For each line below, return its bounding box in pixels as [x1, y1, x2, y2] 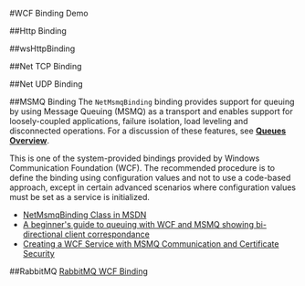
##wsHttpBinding [9, 43, 76, 54]
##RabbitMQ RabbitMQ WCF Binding [9, 266, 149, 277]
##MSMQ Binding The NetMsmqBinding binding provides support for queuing [9, 96, 295, 107]
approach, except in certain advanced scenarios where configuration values [9, 182, 297, 193]
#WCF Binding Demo [9, 8, 89, 18]
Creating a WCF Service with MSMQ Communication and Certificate [22, 238, 279, 249]
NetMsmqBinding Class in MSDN [22, 209, 147, 220]
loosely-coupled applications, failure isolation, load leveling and [9, 116, 248, 126]
